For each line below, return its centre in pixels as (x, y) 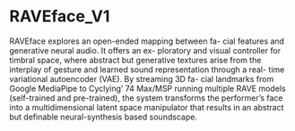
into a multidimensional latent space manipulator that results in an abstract (147, 107)
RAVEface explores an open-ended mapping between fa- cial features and (147, 41)
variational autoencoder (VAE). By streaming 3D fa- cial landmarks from (142, 78)
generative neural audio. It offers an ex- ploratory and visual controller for (145, 50)
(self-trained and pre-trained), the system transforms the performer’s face (147, 98)
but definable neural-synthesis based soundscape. (103, 117)
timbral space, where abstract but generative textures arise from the (135, 60)
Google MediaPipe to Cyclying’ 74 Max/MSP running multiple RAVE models (147, 88)
